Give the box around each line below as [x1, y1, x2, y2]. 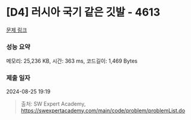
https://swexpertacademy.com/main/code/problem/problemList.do [20, 107, 186, 114]
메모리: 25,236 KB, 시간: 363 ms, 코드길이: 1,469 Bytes [6, 57, 138, 64]
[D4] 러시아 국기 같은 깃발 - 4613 [6, 5, 161, 19]
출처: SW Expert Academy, [20, 100, 86, 107]
